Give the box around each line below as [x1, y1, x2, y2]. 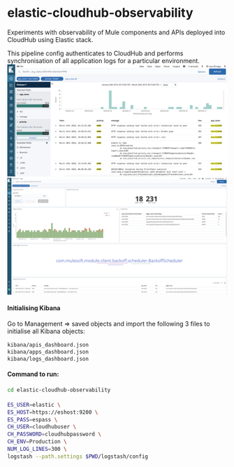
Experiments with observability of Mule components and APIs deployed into [7, 28, 226, 36]
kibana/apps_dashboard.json [7, 348, 89, 355]
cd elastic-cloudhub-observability [7, 386, 111, 393]
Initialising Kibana [7, 304, 61, 312]
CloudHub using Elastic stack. [7, 35, 94, 43]
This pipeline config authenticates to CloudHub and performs [7, 49, 184, 57]
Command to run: [7, 370, 59, 379]
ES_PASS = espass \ [7, 416, 58, 423]
